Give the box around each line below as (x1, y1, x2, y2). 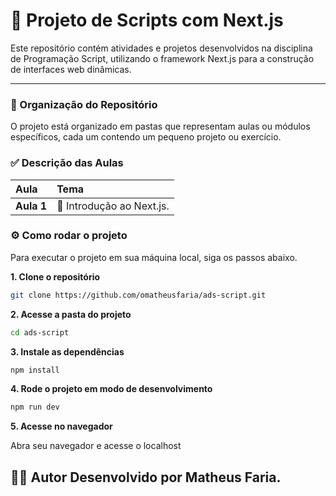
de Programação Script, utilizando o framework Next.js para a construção (10, 52, 315, 64)
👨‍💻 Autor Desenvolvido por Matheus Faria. (10, 469, 282, 486)
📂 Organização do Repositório (10, 97, 158, 111)
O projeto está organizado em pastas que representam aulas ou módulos (10, 120, 311, 133)
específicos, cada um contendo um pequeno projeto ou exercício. (10, 131, 282, 143)
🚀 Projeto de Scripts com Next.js (10, 9, 284, 32)
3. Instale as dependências (10, 345, 125, 358)
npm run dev (10, 402, 60, 413)
